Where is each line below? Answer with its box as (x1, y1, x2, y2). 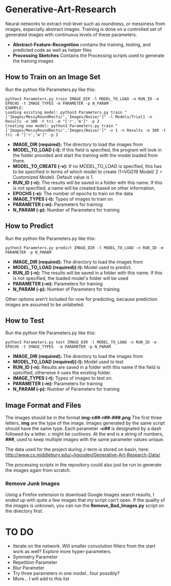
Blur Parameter (12, 565, 45, 571)
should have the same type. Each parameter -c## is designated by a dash (5, 425, 162, 432)
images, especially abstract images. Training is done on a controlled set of (5, 26, 162, 32)
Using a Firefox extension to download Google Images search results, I (5, 492, 155, 498)
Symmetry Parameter (12, 554, 58, 560)
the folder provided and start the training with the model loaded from (12, 152, 158, 158)
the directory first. (5, 508, 44, 514)
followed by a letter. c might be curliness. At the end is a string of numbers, (5, 431, 164, 437)
